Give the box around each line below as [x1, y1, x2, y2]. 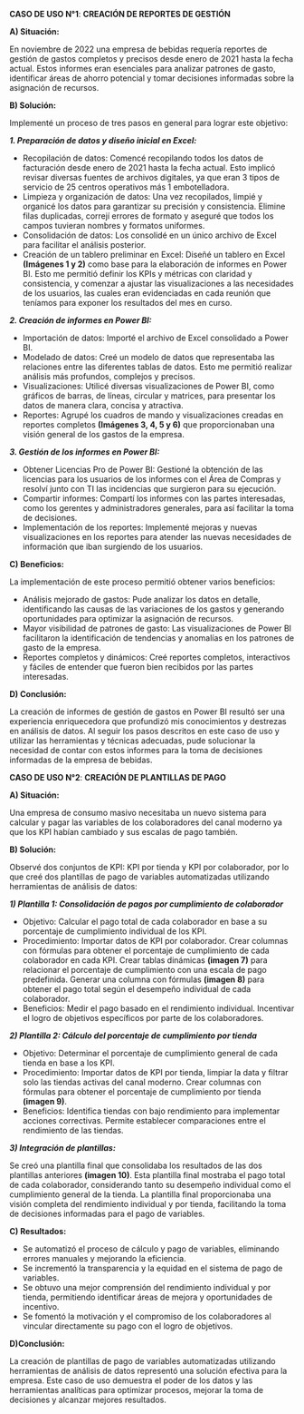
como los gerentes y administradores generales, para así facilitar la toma [22, 503, 294, 513]
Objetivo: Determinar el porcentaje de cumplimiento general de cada [22, 1048, 279, 1058]
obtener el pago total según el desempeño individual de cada [22, 984, 252, 994]
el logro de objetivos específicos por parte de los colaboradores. [22, 1013, 264, 1023]
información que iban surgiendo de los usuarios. [22, 541, 204, 552]
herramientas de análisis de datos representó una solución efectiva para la [9, 1366, 288, 1376]
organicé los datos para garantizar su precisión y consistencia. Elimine [22, 201, 286, 211]
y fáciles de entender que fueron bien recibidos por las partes [22, 662, 253, 672]
